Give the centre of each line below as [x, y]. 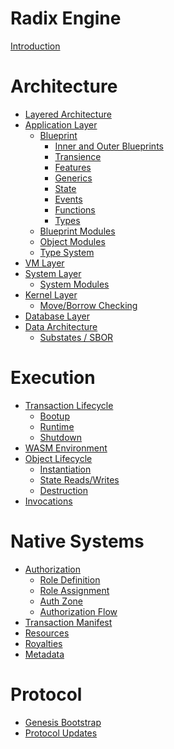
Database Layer [57, 316]
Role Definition [70, 579]
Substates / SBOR [76, 337]
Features [73, 167]
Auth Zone [61, 601]
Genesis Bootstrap [63, 722]
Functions [75, 209]
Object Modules [72, 241]
